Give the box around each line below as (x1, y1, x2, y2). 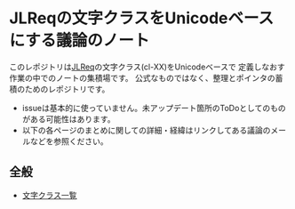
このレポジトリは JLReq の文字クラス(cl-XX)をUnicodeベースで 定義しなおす (9, 61, 286, 72)
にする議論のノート (9, 30, 150, 51)
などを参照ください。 (29, 135, 108, 147)
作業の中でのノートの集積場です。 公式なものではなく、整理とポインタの (9, 72, 275, 83)
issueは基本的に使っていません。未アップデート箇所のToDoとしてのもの (21, 102, 286, 113)
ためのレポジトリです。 (24, 84, 110, 94)
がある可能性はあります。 (21, 113, 116, 125)
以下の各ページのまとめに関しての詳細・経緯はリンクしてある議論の (21, 125, 271, 135)
